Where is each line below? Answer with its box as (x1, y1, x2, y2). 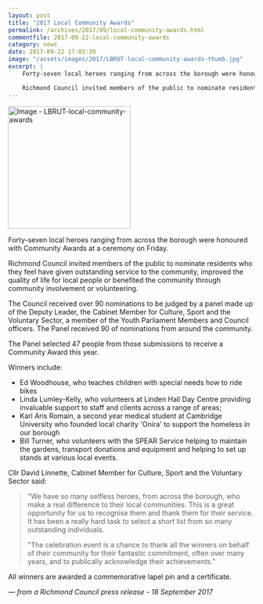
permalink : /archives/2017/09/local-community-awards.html (8, 26, 205, 34)
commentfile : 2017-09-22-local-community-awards (8, 33, 170, 42)
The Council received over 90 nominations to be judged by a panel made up (8, 299, 254, 308)
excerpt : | (8, 63, 44, 71)
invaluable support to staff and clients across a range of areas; (19, 402, 222, 412)
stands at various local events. (19, 453, 118, 462)
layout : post (8, 11, 51, 20)
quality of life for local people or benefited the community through (8, 275, 222, 285)
